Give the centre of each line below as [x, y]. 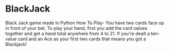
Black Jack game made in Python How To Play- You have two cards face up [85, 23]
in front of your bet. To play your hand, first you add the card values [76, 28]
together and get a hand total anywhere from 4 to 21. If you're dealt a [78, 33]
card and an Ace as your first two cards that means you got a [82, 39]
